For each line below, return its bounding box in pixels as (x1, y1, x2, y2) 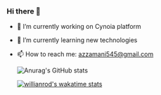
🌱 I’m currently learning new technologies (16, 36, 138, 44)
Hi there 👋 (6, 6, 41, 16)
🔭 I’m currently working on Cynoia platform (16, 23, 141, 31)
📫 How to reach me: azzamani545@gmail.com (16, 50, 154, 58)
